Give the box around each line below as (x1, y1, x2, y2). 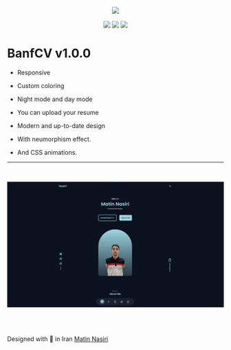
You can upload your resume (16, 108, 99, 116)
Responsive (16, 68, 50, 76)
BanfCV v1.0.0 (7, 45, 91, 61)
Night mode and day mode (16, 95, 93, 103)
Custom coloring (16, 81, 65, 89)
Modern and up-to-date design (16, 121, 105, 130)
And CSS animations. (16, 148, 78, 156)
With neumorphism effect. (16, 135, 91, 143)
